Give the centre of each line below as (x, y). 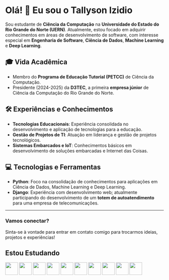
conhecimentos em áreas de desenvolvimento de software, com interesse (82, 35)
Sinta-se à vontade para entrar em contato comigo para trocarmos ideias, (81, 232)
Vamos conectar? (27, 221)
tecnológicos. (27, 140)
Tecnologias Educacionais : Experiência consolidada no (70, 124)
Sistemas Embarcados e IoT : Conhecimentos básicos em (72, 145)
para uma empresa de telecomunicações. (56, 203)
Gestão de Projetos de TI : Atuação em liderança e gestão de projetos (84, 134)
